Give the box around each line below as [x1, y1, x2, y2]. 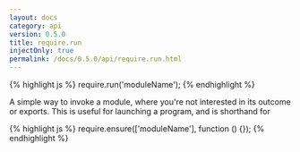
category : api [9, 21, 63, 30]
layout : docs [9, 13, 58, 22]
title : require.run [9, 38, 82, 47]
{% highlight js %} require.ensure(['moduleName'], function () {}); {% [9, 123, 265, 134]
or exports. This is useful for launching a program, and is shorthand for [9, 106, 270, 116]
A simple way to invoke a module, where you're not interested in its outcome [9, 97, 291, 107]
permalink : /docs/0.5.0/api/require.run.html [9, 55, 182, 63]
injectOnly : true [9, 46, 74, 55]
